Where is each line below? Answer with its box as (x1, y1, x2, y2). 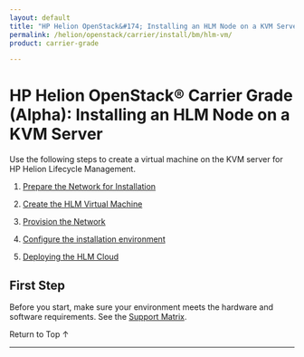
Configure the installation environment (22, 234, 166, 245)
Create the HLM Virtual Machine (22, 198, 143, 209)
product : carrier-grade (9, 38, 100, 48)
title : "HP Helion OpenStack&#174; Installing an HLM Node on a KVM (9, 22, 273, 31)
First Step (9, 277, 65, 293)
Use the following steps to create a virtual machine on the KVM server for (9, 154, 283, 165)
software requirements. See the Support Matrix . (9, 312, 187, 322)
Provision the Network (22, 217, 106, 227)
